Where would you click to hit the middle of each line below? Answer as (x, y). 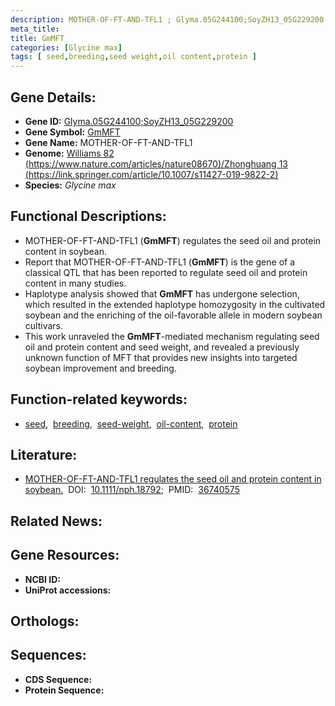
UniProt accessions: (68, 590)
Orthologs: (45, 621)
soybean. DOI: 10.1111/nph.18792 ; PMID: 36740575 (132, 490)
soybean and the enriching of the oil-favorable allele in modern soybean (173, 315)
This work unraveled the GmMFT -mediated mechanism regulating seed (172, 336)
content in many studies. (75, 283)
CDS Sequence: (58, 679)
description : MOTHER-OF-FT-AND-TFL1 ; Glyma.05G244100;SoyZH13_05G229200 (167, 19)
